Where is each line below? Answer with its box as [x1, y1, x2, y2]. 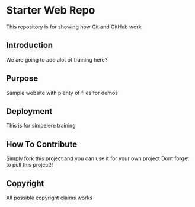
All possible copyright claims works [6, 194, 93, 201]
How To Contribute [6, 139, 78, 149]
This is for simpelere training [6, 122, 76, 129]
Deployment [6, 106, 53, 116]
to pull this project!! [6, 161, 53, 168]
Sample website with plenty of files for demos [6, 89, 119, 96]
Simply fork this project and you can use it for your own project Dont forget [6, 155, 190, 162]
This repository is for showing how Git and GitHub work [6, 23, 142, 30]
